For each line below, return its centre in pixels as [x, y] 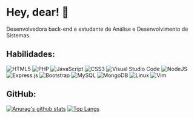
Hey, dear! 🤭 [38, 12]
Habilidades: [31, 54]
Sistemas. [18, 35]
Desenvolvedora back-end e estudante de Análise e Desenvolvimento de [97, 29]
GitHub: [21, 94]
